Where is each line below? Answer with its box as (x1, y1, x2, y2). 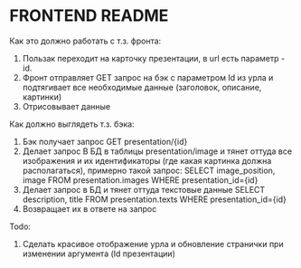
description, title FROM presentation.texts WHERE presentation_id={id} (22, 194, 287, 205)
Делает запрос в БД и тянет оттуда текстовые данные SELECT (22, 184, 266, 195)
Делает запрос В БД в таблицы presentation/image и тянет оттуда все (22, 146, 292, 157)
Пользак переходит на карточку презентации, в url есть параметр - (22, 53, 286, 63)
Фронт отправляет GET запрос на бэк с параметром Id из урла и (22, 72, 274, 82)
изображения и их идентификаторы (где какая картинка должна (22, 155, 272, 166)
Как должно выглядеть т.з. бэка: (9, 119, 135, 129)
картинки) (22, 91, 62, 102)
